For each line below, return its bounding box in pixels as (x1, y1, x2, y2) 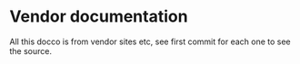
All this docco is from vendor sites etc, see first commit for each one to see (9, 36, 291, 47)
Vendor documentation (9, 6, 188, 27)
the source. (9, 45, 53, 56)
